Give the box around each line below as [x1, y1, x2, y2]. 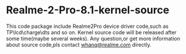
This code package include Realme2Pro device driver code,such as [6, 23, 168, 30]
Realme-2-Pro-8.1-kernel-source [6, 3, 170, 17]
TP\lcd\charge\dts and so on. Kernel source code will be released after [6, 28, 177, 35]
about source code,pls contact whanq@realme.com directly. [6, 41, 152, 48]
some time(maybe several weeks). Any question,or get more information [6, 35, 180, 42]
